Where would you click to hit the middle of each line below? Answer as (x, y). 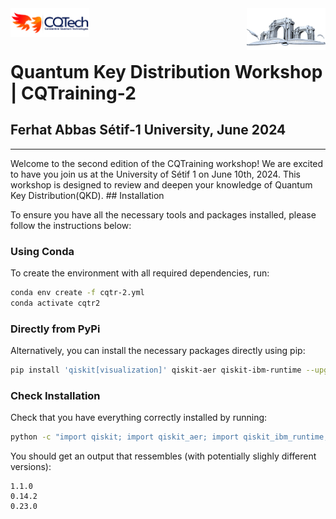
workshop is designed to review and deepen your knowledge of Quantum (161, 184)
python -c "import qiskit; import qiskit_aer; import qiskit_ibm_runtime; (169, 437)
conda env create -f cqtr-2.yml (77, 293)
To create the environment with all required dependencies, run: (140, 273)
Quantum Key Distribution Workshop (166, 72)
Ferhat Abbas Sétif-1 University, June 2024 (148, 130)
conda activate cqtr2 (55, 303)
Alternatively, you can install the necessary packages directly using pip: (158, 351)
